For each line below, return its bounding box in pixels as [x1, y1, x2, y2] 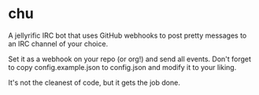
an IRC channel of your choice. [8, 38, 109, 48]
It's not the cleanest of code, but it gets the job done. [8, 78, 181, 87]
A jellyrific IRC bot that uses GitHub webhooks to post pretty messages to [8, 31, 247, 40]
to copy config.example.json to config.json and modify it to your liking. [8, 62, 237, 71]
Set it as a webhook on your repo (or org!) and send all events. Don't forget [8, 54, 252, 64]
